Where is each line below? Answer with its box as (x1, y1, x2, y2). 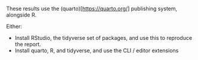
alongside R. (6, 11, 37, 18)
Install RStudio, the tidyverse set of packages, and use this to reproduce (14, 34, 193, 41)
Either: (6, 23, 23, 30)
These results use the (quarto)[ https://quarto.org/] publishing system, (6, 5, 178, 12)
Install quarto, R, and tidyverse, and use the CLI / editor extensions (14, 47, 179, 54)
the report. (14, 41, 42, 48)
